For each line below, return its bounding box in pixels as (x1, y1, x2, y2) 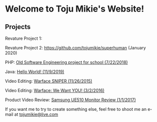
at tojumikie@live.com (14, 111, 58, 117)
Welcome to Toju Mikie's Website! (5, 3, 144, 15)
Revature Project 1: (5, 35, 43, 41)
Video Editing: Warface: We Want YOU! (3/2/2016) (5, 88, 105, 93)
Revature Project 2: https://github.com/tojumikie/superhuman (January (5, 45, 146, 50)
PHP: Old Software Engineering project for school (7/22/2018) (5, 60, 128, 65)
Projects (5, 23, 31, 31)
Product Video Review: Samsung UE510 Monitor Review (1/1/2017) (5, 97, 136, 103)
